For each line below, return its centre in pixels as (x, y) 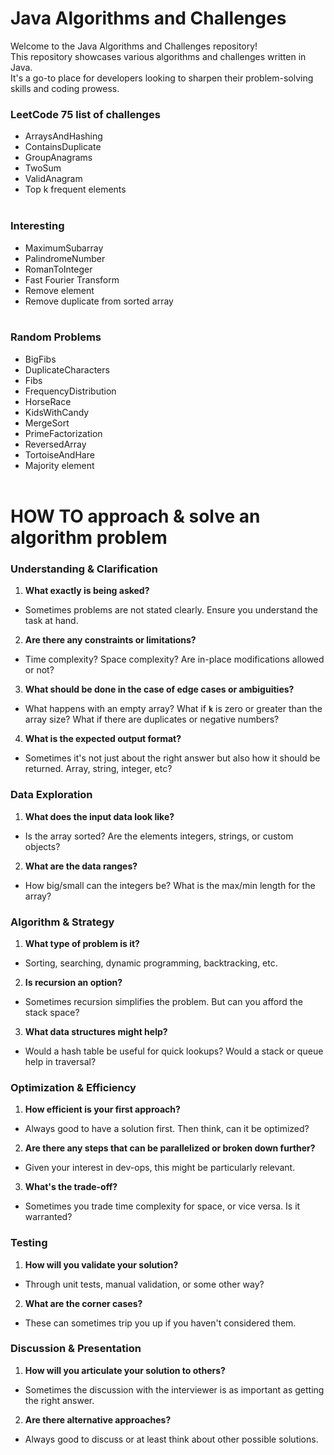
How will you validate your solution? (101, 1264)
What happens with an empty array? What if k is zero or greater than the (173, 709)
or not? (39, 670)
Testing (29, 1243)
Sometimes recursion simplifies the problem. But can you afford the (163, 1001)
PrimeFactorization (63, 433)
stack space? (52, 1012)
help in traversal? (60, 1061)
